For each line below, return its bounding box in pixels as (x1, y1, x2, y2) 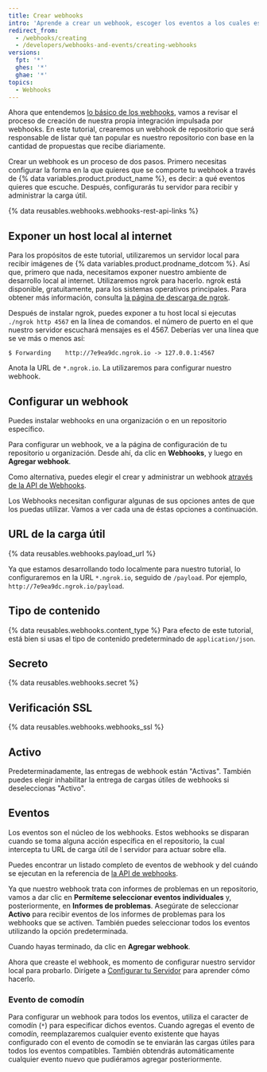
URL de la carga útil (8, 528, 106, 541)
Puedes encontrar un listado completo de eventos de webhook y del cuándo (8, 860, 258, 870)
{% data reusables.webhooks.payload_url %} (8, 548, 157, 558)
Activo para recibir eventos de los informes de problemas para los (8, 909, 226, 919)
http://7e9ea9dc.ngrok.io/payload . (8, 581, 125, 591)
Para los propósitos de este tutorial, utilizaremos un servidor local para (8, 250, 240, 260)
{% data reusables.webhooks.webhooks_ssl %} (8, 722, 164, 732)
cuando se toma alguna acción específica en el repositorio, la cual (8, 836, 225, 846)
